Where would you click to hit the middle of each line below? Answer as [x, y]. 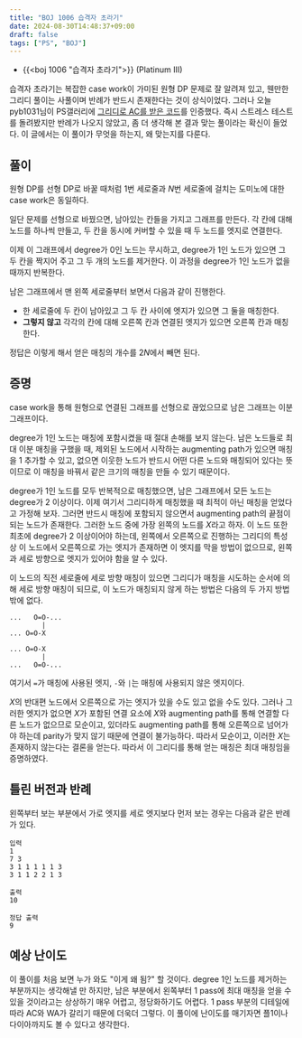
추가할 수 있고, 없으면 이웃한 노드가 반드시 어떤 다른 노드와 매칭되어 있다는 [154, 460]
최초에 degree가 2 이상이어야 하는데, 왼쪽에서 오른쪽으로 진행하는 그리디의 [141, 536]
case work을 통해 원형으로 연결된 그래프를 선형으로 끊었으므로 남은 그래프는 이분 [151, 407]
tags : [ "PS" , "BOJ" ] [48, 43]
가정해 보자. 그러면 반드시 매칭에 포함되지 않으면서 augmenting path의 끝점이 [155, 513]
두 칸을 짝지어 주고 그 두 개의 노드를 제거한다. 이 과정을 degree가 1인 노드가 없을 [150, 261]
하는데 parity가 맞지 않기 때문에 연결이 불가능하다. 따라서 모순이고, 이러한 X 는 [155, 735]
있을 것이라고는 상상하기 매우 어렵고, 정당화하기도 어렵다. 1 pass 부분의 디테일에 [150, 1001]
